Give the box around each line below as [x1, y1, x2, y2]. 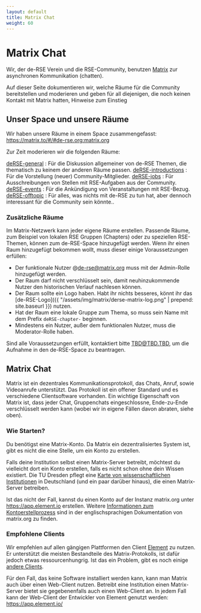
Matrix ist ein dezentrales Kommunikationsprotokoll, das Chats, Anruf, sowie [6, 380, 194, 387]
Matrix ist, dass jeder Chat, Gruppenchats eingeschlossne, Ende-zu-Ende [6, 399, 188, 406]
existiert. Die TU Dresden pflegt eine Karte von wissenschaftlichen [6, 471, 171, 479]
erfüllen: [6, 252, 27, 260]
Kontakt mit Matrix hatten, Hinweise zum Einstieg [6, 97, 128, 104]
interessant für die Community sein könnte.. [6, 198, 115, 205]
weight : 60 [6, 20, 34, 26]
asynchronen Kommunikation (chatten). [6, 72, 104, 79]
